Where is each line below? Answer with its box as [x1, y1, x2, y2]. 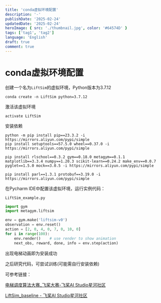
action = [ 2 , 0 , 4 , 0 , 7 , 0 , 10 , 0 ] [5, 227, 81, 232]
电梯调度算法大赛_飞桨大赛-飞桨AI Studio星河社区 [5, 282, 106, 288]
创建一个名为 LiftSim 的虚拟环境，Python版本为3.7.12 [5, 84, 111, 90]
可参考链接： [5, 271, 31, 277]
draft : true [5, 40, 30, 45]
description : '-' [5, 12, 41, 17]
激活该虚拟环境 [5, 104, 36, 110]
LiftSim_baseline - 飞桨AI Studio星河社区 [5, 292, 88, 298]
